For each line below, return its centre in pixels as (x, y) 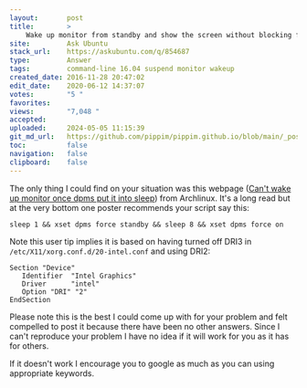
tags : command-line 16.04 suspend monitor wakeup (122, 69)
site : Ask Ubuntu (58, 43)
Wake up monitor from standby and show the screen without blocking (159, 35)
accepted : (28, 120)
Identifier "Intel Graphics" (79, 276)
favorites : (30, 103)
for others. (29, 346)
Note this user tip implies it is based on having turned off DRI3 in (131, 241)
